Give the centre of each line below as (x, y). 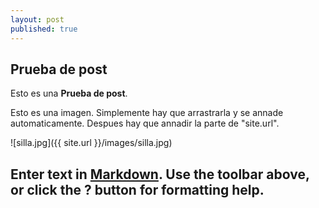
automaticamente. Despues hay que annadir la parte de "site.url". (145, 123)
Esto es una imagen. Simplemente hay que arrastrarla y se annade (147, 113)
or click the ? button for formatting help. (137, 189)
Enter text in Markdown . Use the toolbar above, (160, 174)
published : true (44, 29)
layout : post (37, 19)
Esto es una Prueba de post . (69, 93)
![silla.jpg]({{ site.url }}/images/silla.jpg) (91, 143)
